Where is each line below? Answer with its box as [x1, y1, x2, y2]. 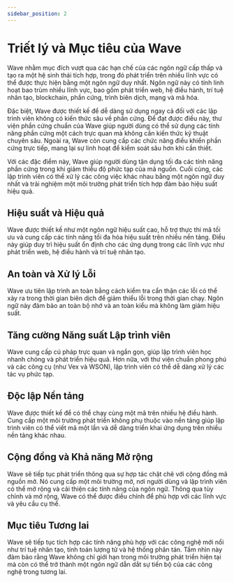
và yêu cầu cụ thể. [7, 499, 61, 508]
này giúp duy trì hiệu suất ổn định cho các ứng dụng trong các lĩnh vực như [7, 240, 225, 249]
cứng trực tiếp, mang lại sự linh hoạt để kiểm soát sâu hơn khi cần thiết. [7, 144, 213, 152]
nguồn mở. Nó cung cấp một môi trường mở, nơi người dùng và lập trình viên [7, 477, 227, 485]
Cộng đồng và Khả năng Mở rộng [7, 451, 154, 463]
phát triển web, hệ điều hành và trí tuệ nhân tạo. [7, 248, 146, 256]
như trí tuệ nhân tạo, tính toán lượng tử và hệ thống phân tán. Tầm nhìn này [7, 545, 223, 554]
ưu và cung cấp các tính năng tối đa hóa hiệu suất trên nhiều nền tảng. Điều [7, 233, 226, 242]
